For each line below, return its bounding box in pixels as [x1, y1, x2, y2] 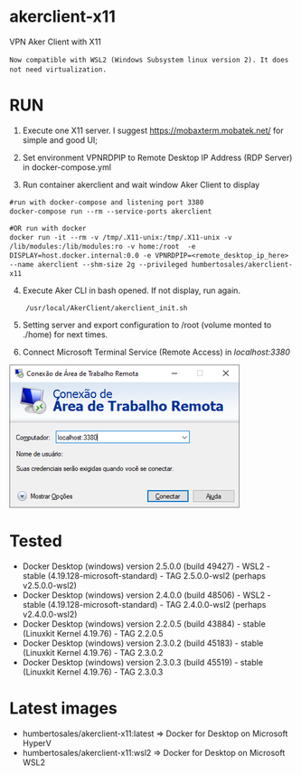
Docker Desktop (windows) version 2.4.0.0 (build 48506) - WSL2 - [22, 590, 271, 600]
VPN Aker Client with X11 [9, 36, 102, 47]
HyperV [22, 737, 52, 748]
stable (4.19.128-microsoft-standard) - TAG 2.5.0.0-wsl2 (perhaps [22, 570, 267, 581]
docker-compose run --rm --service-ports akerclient [9, 206, 212, 216]
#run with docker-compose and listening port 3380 [9, 197, 204, 207]
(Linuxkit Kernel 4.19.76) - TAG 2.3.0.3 [22, 666, 164, 677]
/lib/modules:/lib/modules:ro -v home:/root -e [9, 241, 196, 250]
